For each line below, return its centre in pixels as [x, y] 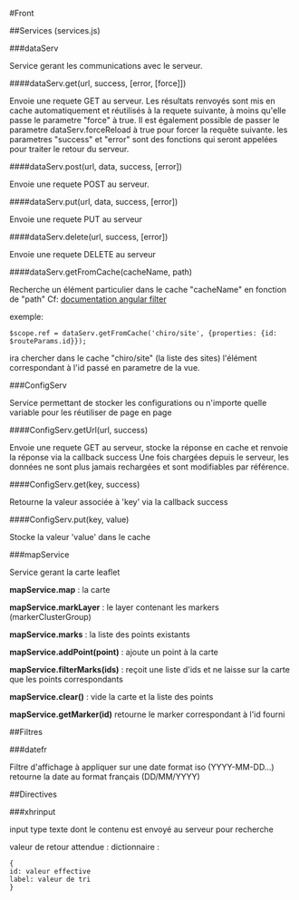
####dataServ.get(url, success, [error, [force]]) [98, 83]
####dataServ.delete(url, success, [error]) [89, 237]
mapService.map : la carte [60, 590]
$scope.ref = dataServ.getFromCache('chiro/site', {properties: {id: [144, 334]
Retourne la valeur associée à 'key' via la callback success [119, 502]
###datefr [29, 750]
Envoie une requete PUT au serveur [76, 219]
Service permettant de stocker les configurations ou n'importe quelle [138, 403]
